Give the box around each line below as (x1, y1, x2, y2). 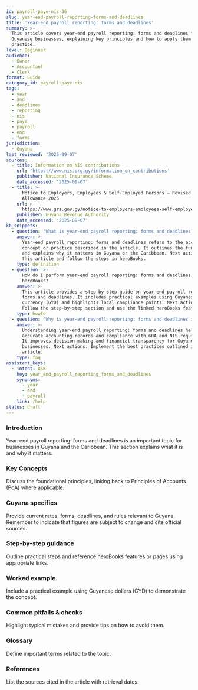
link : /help (16, 399, 46, 405)
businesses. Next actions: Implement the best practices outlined (21, 344, 189, 350)
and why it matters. (6, 450, 53, 457)
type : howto (16, 311, 46, 317)
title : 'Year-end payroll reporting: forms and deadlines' (6, 19, 154, 25)
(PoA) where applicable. (6, 484, 65, 491)
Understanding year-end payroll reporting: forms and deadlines (21, 327, 183, 333)
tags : (6, 86, 19, 92)
